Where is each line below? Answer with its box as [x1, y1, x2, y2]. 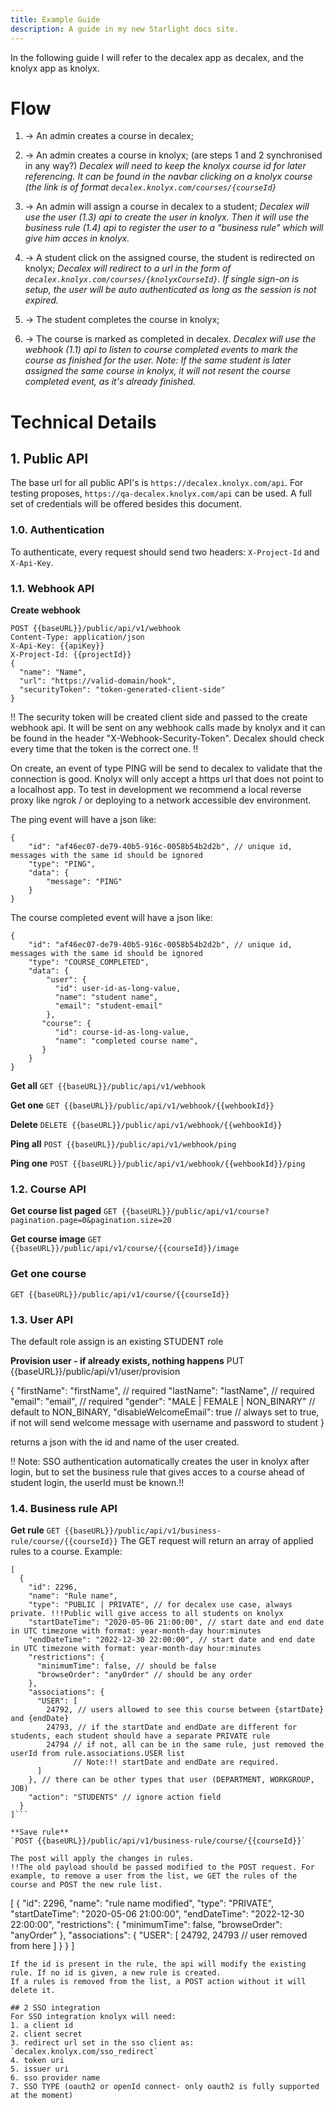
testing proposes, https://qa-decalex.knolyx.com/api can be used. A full [10, 487, 312, 500]
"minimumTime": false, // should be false [36, 1661, 217, 1671]
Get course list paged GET [10, 1205, 118, 1217]
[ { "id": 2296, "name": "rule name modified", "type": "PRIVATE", [10, 1897, 275, 1910]
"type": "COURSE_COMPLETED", [28, 957, 150, 968]
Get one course [10, 1267, 87, 1281]
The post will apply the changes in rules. [10, 1854, 195, 1864]
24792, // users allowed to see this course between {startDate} [46, 1705, 325, 1715]
